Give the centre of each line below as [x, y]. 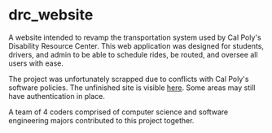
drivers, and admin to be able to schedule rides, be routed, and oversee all [133, 54]
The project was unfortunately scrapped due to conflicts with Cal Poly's [129, 79]
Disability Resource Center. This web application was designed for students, [136, 45]
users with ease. [36, 63]
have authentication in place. [57, 96]
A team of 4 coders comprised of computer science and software [118, 112]
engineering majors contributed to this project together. [101, 120]
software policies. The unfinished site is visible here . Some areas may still [132, 88]
